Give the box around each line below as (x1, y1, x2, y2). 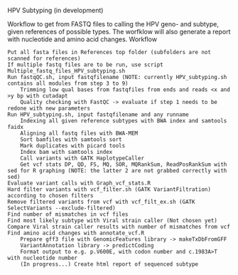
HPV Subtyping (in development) (7, 6, 104, 14)
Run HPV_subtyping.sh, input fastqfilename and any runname (7, 111, 190, 118)
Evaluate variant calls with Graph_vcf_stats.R (7, 180, 151, 187)
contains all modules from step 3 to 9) (7, 80, 129, 87)
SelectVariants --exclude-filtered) (7, 204, 116, 212)
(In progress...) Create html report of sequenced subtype (20, 261, 199, 268)
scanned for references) (7, 55, 81, 62)
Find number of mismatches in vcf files (7, 211, 129, 218)
